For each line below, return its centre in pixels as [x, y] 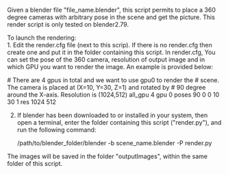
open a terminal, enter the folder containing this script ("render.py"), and [119, 122]
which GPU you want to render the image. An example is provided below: [110, 67]
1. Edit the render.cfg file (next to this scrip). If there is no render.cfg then [110, 45]
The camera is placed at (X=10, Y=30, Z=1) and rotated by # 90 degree [106, 87]
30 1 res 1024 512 [31, 102]
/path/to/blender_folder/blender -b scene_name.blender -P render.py [114, 143]
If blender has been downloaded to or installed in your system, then [112, 115]
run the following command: [56, 130]
